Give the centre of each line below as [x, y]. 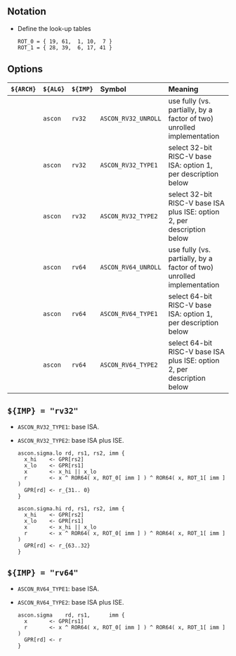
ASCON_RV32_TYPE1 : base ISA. [58, 427]
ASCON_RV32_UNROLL [131, 118]
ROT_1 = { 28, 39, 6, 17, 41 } [65, 48]
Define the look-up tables [54, 28]
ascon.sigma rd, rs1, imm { [71, 615]
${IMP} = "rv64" [43, 573]
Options [25, 69]
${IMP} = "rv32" [43, 411]
